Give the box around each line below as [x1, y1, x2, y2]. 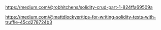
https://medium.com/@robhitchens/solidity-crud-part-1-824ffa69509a [5, 4, 153, 10]
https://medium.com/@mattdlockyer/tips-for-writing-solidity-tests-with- [5, 14, 156, 19]
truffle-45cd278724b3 [5, 19, 52, 25]
